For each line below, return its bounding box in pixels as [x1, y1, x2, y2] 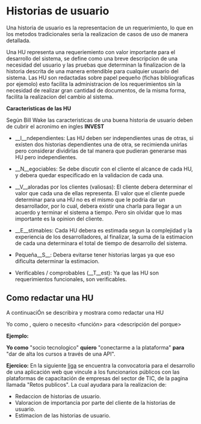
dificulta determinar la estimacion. [14, 257, 100, 265]
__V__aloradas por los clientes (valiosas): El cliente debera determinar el [14, 183, 193, 190]
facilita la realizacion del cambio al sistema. [6, 93, 114, 100]
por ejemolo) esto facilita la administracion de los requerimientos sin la [6, 80, 182, 88]
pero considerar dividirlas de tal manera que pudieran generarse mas [14, 147, 187, 154]
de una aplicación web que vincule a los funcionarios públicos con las [6, 368, 180, 375]
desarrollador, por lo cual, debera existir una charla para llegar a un [14, 202, 182, 210]
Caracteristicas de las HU [6, 104, 71, 112]
